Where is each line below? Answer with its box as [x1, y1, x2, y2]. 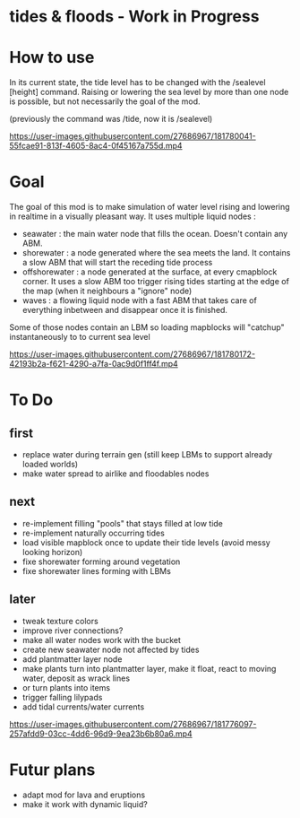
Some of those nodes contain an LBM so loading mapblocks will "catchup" [9, 322, 285, 333]
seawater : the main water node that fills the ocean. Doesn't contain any [21, 229, 288, 239]
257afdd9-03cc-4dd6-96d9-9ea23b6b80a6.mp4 [9, 728, 193, 739]
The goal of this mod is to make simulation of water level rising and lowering [9, 202, 290, 213]
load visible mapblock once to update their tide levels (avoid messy [21, 536, 270, 548]
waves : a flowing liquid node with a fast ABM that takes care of [21, 295, 257, 306]
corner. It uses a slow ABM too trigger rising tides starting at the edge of [21, 276, 289, 287]
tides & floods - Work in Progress [9, 6, 260, 27]
